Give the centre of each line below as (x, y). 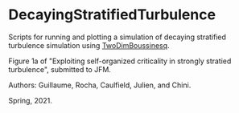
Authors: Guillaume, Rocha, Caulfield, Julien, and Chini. (100, 85)
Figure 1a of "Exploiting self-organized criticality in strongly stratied (120, 61)
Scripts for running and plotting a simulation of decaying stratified (117, 37)
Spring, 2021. (30, 100)
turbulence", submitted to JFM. (60, 69)
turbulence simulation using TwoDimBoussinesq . (89, 45)
